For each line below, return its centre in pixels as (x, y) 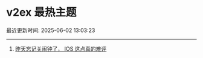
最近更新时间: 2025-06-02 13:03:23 (51, 30)
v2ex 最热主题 (41, 12)
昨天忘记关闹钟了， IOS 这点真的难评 (61, 48)
